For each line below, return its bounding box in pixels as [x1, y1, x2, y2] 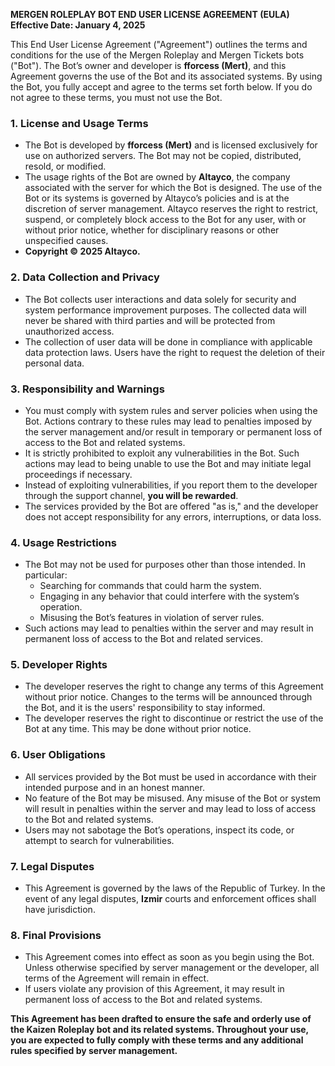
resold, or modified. [24, 160, 107, 173]
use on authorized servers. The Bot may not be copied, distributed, [24, 150, 302, 162]
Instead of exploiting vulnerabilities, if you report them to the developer [24, 479, 318, 491]
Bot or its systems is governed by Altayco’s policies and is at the [24, 192, 290, 204]
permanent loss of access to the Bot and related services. [24, 633, 264, 645]
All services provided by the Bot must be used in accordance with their [24, 770, 317, 783]
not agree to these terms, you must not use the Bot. [10, 92, 223, 103]
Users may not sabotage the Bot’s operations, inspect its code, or [24, 824, 295, 836]
